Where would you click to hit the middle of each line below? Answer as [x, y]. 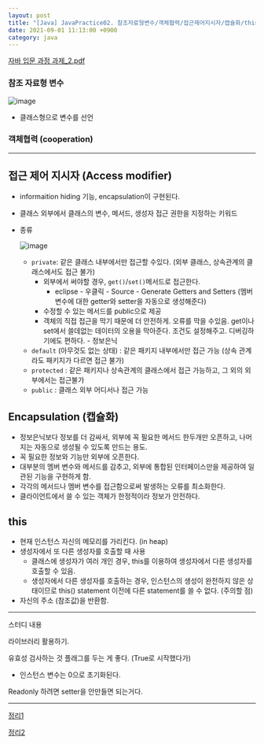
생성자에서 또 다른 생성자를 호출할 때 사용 [82, 551]
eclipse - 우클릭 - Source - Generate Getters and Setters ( [148, 291]
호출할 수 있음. [53, 571]
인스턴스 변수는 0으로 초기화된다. [70, 675]
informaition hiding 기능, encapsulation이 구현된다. [100, 196]
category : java [33, 37]
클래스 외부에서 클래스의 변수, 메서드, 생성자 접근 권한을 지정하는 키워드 [128, 213]
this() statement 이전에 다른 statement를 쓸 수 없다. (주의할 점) [156, 590]
